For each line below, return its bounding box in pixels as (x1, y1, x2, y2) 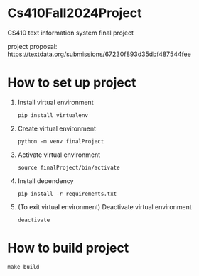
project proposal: (7, 42, 58, 50)
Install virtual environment (17, 98, 94, 106)
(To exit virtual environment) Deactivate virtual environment (17, 202, 192, 211)
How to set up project (7, 74, 136, 91)
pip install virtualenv (17, 111, 89, 118)
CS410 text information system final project (7, 28, 134, 37)
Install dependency (17, 176, 74, 185)
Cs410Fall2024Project (7, 5, 142, 21)
